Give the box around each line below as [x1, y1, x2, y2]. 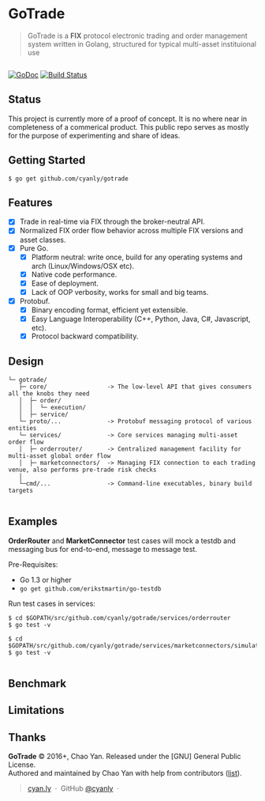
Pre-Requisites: [8, 559, 58, 569]
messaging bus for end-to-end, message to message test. [8, 544, 197, 554]
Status [8, 93, 42, 107]
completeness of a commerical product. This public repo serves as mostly [8, 122, 250, 131]
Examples [8, 515, 58, 528]
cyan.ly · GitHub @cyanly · [27, 784, 120, 793]
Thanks [8, 731, 47, 744]
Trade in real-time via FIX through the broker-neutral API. [19, 217, 205, 226]
